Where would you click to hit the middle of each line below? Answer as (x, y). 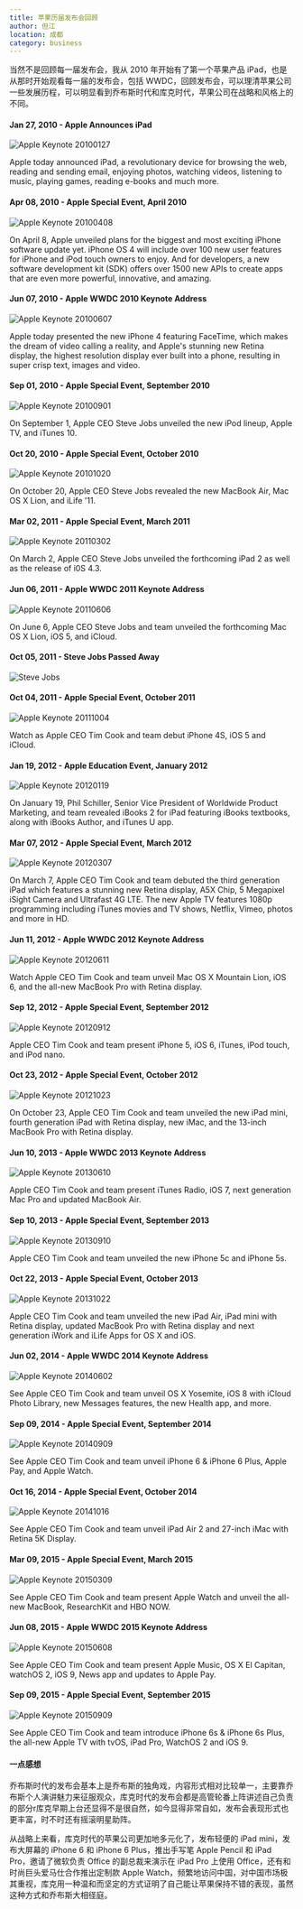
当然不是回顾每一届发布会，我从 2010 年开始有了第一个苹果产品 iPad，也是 (148, 70)
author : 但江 (32, 26)
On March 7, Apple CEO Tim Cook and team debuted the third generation (145, 880)
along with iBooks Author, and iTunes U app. (92, 822)
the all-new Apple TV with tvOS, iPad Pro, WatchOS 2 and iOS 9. (129, 1742)
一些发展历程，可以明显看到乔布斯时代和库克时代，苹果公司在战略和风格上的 (151, 92)
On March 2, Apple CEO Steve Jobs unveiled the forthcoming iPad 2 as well (150, 559)
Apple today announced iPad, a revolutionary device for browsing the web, (148, 162)
